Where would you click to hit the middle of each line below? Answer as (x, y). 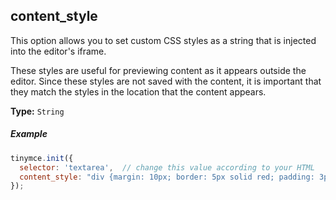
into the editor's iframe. (58, 51)
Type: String (37, 111)
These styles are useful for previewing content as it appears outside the (158, 70)
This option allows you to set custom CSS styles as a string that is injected (163, 40)
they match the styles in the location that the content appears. (138, 91)
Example (29, 134)
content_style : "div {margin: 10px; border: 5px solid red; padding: (167, 177)
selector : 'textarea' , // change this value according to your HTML (167, 167)
